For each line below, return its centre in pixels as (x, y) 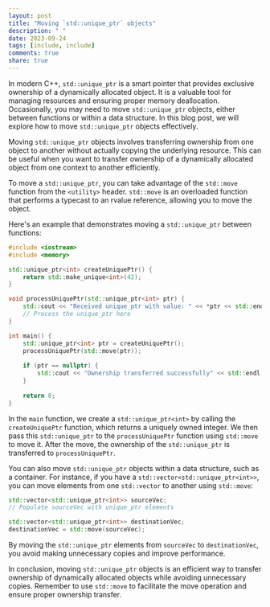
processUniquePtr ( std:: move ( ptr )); (82, 351)
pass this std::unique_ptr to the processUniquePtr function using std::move (133, 436)
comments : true (34, 53)
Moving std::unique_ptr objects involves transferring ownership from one (131, 141)
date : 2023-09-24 (37, 38)
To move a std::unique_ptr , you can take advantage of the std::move (123, 183)
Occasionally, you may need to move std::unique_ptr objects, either (122, 109)
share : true (28, 61)
